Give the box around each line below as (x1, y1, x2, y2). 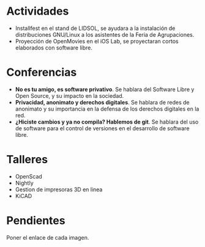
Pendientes (6, 214, 65, 227)
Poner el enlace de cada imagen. (6, 234, 89, 241)
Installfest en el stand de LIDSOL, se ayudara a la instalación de (15, 24, 176, 32)
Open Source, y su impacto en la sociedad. (15, 92, 124, 99)
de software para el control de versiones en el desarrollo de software (15, 124, 190, 132)
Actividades (6, 4, 69, 18)
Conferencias (6, 65, 77, 79)
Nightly (15, 179, 34, 186)
